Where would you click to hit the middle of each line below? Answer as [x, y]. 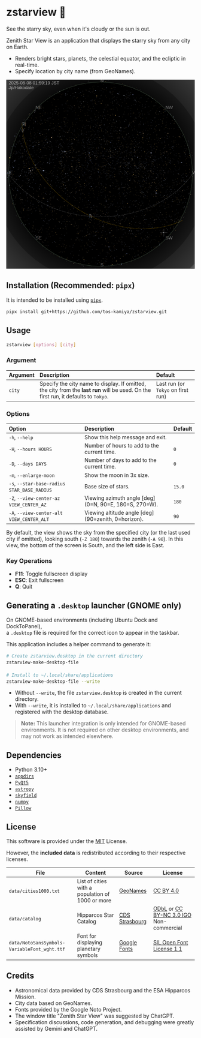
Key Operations [29, 560]
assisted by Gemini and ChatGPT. [56, 1028]
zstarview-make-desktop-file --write [53, 681]
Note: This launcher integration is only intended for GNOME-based [103, 724]
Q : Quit [24, 587]
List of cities [92, 881]
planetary [89, 949]
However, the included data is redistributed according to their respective [96, 853]
